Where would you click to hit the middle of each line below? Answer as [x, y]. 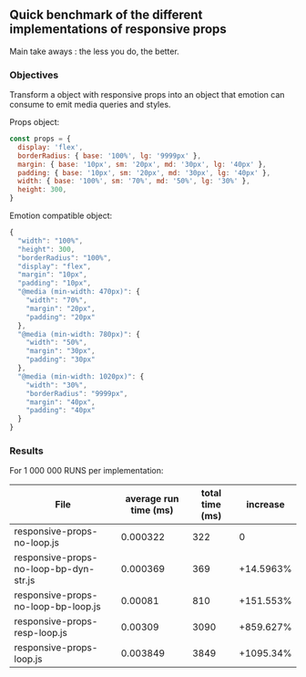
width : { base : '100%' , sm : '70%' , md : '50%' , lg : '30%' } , [134, 182]
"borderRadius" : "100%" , [65, 258]
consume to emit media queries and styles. [90, 105]
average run [152, 499]
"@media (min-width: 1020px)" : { [81, 376]
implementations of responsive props [118, 30]
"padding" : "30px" [61, 359]
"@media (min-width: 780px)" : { [79, 334]
